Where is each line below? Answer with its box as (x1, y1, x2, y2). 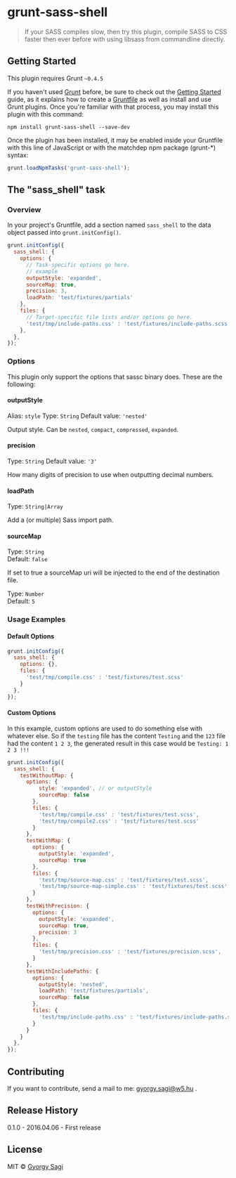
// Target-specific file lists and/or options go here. (25, 313, 193, 320)
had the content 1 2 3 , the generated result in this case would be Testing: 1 (7, 739, 229, 747)
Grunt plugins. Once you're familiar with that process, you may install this (7, 103, 219, 111)
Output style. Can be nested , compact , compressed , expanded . (7, 425, 179, 433)
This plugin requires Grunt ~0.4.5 (7, 74, 104, 82)
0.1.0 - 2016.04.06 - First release (7, 1123, 101, 1132)
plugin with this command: (7, 110, 84, 118)
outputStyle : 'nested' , (38, 981, 109, 988)
